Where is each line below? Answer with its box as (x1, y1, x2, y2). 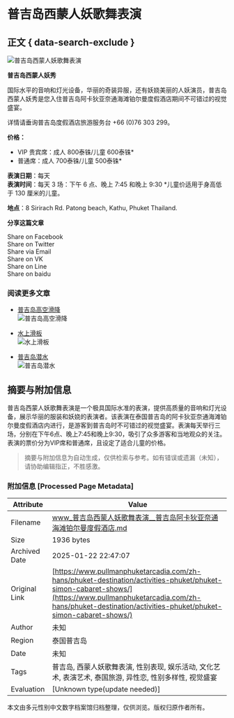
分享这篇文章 (7, 219, 44, 227)
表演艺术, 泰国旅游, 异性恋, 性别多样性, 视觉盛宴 (62, 673, 217, 682)
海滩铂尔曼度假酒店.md (52, 523, 127, 533)
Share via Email (7, 247, 52, 256)
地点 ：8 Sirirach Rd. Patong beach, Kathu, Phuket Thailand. (7, 204, 178, 212)
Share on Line (7, 263, 47, 270)
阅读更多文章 (7, 288, 51, 298)
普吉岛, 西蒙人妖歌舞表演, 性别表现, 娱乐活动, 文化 (52, 662, 214, 672)
